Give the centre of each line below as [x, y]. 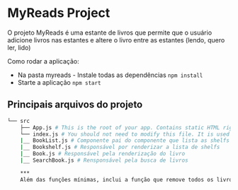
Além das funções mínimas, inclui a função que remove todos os [117, 179]
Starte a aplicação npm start [59, 82]
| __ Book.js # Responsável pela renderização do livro [103, 154]
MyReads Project [59, 13]
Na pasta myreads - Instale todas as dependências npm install [110, 75]
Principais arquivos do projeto [75, 105]
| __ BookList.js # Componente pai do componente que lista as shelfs [125, 141]
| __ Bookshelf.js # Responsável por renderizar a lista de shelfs [120, 147]
